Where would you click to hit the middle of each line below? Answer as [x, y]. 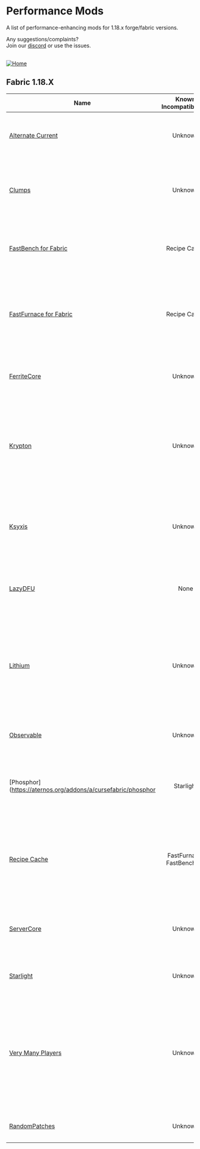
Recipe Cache [29, 859]
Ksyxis [18, 526]
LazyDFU [22, 589]
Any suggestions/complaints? [43, 39]
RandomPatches [32, 1126]
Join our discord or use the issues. [49, 45]
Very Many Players [35, 1053]
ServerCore [25, 928]
